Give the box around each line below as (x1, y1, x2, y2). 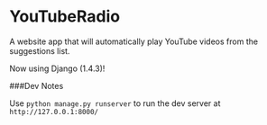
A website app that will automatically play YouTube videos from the (9, 36, 259, 47)
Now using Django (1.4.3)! (9, 63, 106, 74)
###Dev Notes (9, 80, 64, 91)
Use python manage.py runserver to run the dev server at (9, 97, 221, 109)
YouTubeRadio (9, 6, 120, 27)
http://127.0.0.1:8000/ (9, 107, 99, 116)
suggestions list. (9, 45, 70, 56)
